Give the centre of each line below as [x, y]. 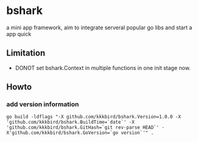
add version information [43, 104]
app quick [19, 34]
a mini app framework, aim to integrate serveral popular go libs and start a [99, 27]
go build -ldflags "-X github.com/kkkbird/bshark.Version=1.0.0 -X [94, 117]
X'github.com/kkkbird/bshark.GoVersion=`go [62, 133]
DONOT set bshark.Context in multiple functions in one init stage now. [103, 68]
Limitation [26, 53]
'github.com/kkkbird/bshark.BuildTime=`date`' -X [71, 122]
